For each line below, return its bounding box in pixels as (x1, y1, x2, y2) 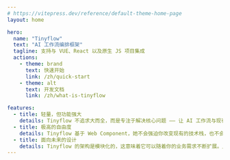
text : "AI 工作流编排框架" (13, 42, 84, 49)
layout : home (7, 16, 44, 23)
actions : (13, 54, 38, 62)
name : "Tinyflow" (13, 35, 63, 42)
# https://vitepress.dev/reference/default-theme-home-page (7, 10, 183, 17)
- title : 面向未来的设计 (13, 136, 77, 144)
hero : (7, 29, 23, 36)
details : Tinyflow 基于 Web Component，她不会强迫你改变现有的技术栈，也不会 (19, 130, 225, 137)
